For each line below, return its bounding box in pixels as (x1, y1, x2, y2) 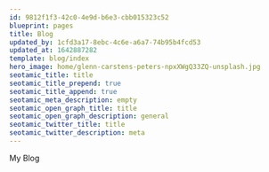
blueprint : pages (9, 21, 74, 30)
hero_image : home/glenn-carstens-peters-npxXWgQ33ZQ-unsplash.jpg (9, 63, 261, 72)
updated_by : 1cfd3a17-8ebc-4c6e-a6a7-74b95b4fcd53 (9, 37, 201, 47)
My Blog (9, 152, 40, 163)
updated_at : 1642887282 (9, 46, 98, 55)
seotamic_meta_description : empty (9, 95, 138, 105)
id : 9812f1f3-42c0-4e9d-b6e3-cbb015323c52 (9, 12, 169, 22)
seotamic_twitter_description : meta (9, 129, 145, 137)
